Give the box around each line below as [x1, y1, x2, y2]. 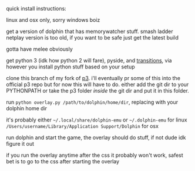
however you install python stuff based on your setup [6, 63, 135, 70]
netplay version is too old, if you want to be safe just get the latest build [6, 34, 179, 41]
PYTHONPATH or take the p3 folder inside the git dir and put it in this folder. [6, 87, 189, 94]
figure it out [6, 140, 34, 147]
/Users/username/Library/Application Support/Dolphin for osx [6, 123, 159, 129]
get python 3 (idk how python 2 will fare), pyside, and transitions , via [6, 57, 172, 64]
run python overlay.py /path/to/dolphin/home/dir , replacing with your [6, 98, 178, 106]
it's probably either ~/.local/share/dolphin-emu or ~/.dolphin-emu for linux [6, 116, 187, 123]
